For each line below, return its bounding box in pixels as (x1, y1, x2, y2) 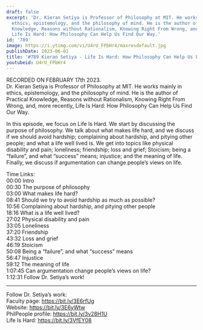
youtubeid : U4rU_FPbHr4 (6, 59, 66, 65)
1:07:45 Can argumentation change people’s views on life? (6, 267, 151, 274)
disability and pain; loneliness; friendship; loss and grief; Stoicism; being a (6, 146, 192, 153)
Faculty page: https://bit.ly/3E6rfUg (6, 297, 95, 305)
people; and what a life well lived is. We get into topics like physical (6, 139, 173, 147)
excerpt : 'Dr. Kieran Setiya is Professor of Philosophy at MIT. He (6, 15, 182, 21)
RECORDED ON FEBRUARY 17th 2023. (6, 76, 101, 84)
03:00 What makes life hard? (6, 190, 79, 197)
